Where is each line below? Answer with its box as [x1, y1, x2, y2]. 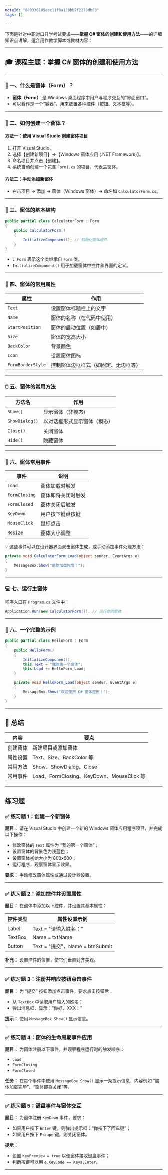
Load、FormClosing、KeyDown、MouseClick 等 [32, 773, 146, 780]
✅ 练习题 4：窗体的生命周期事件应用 [5, 1034, 92, 1041]
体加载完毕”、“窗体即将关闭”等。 [5, 1084, 72, 1090]
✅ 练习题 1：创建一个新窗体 [5, 813, 71, 820]
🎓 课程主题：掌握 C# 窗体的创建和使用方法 [5, 58, 139, 66]
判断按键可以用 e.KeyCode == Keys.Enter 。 [12, 1159, 101, 1165]
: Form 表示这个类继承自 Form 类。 [12, 256, 83, 262]
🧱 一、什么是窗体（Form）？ [5, 82, 74, 89]
